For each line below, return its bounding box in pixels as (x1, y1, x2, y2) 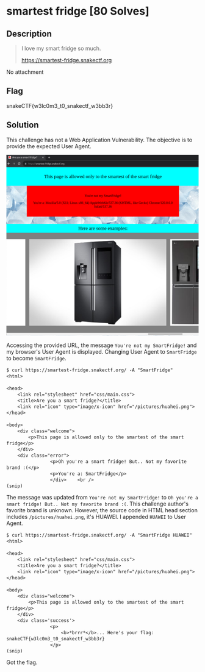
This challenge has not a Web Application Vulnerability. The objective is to (6, 136, 193, 143)
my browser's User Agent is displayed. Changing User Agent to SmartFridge (6, 348, 197, 355)
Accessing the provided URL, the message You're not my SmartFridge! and (6, 341, 197, 349)
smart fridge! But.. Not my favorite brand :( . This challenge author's (6, 500, 189, 507)
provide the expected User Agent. (6, 142, 92, 150)
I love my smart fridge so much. (21, 45, 101, 52)
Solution (6, 120, 39, 130)
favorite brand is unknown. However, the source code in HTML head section (6, 506, 198, 513)
